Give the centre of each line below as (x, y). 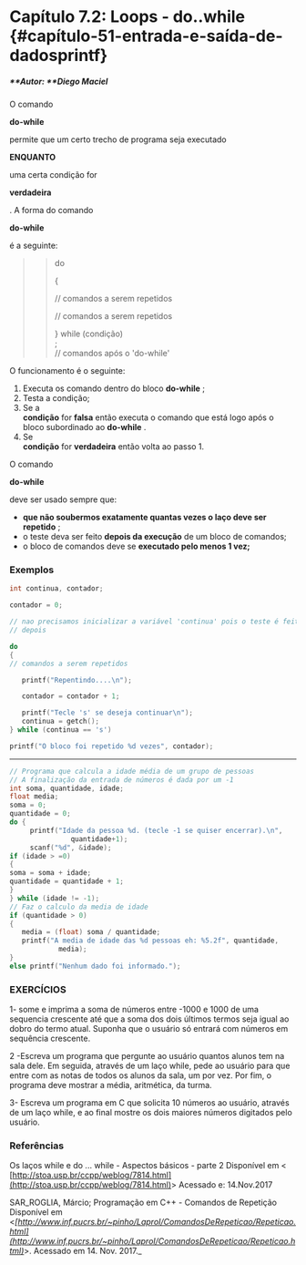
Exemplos (32, 570)
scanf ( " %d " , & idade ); (71, 848)
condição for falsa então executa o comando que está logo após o (148, 417)
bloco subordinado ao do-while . (84, 427)
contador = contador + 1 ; (71, 696)
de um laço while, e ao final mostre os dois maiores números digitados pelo (151, 1113)
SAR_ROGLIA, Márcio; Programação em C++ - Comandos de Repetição (143, 1203)
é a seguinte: (34, 246)
